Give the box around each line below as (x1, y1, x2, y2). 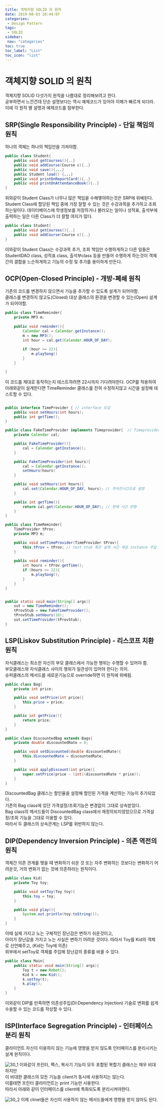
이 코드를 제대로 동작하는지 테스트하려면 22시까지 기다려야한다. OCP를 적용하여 (5, 379, 156, 385)
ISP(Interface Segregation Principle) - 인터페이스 (5, 1022, 153, 1030)
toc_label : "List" (5, 48, 42, 53)
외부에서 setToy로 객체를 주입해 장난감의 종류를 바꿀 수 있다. (5, 949, 120, 955)
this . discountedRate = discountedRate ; (22, 754, 104, 759)
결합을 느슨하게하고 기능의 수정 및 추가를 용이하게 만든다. (14, 259, 123, 264)
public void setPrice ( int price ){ (14, 695, 84, 700)
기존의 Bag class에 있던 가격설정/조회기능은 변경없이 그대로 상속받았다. (5, 803, 141, 809)
